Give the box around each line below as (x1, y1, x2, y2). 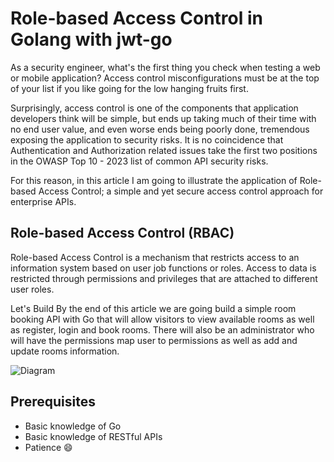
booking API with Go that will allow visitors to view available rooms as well (10, 313, 315, 325)
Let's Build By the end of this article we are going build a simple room (10, 302, 297, 314)
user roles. (10, 283, 55, 295)
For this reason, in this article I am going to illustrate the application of (10, 174, 298, 186)
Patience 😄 (24, 441, 73, 453)
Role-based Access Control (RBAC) (10, 225, 235, 242)
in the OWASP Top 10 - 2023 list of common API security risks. (10, 155, 269, 167)
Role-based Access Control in (10, 7, 263, 30)
